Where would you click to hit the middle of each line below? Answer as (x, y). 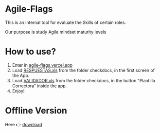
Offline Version (36, 111)
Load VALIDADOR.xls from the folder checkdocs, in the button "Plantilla (84, 80)
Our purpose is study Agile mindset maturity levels (56, 32)
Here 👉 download (24, 124)
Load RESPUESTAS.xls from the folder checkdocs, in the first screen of (83, 70)
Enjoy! (18, 91)
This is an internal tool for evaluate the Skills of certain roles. (66, 22)
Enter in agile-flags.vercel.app (42, 65)
